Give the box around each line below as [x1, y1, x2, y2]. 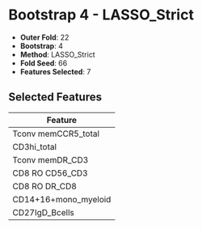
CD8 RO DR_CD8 [12, 180, 77, 192]
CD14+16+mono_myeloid [12, 193, 112, 205]
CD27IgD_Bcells [12, 206, 74, 218]
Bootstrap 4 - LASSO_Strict [8, 6, 194, 24]
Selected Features [8, 91, 103, 104]
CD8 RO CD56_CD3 [12, 168, 88, 179]
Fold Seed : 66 [19, 58, 68, 68]
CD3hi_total [12, 141, 57, 152]
